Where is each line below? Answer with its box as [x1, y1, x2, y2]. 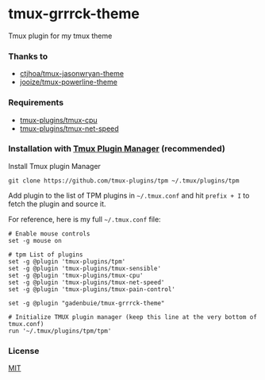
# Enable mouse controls [8, 229, 90, 238]
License [8, 345, 40, 356]
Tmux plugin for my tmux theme [8, 31, 113, 40]
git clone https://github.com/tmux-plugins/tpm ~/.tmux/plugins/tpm [8, 176, 240, 185]
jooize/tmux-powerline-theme [19, 77, 117, 87]
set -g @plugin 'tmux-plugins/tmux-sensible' [8, 264, 161, 272]
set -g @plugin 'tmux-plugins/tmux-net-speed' [8, 278, 165, 286]
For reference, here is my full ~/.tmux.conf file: [8, 214, 161, 224]
